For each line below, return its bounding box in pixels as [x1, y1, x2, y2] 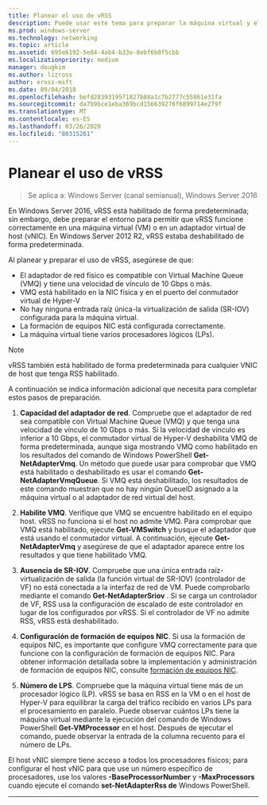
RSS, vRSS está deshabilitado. [19, 616, 119, 625]
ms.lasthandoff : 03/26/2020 [8, 122, 102, 130]
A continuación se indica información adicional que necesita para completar [8, 384, 257, 393]
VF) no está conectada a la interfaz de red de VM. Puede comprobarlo [19, 582, 250, 592]
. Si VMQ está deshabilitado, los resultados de [97, 475, 249, 485]
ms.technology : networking [8, 33, 98, 42]
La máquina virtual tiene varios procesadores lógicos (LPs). [19, 329, 215, 339]
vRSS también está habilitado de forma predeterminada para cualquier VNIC [8, 360, 258, 370]
